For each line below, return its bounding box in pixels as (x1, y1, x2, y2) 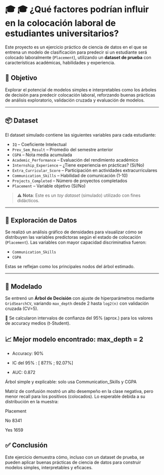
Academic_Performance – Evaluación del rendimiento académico (12, 157, 139, 163)
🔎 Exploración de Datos (5, 216, 77, 225)
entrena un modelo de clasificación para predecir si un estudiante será (5, 49, 147, 55)
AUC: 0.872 (12, 370, 36, 375)
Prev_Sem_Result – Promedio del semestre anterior (12, 146, 113, 152)
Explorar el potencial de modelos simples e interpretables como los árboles (5, 86, 157, 93)
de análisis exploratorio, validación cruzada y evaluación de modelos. (5, 97, 145, 103)
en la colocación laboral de (5, 18, 116, 29)
